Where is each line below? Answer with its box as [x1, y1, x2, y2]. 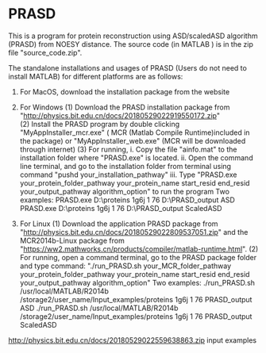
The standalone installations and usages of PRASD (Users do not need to [8, 63, 248, 72]
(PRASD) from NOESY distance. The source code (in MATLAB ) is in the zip [8, 39, 254, 48]
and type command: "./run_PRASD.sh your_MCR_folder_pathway [19, 261, 232, 271]
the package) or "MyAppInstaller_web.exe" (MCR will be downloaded [19, 136, 246, 145]
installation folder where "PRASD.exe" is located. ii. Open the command [19, 152, 253, 163]
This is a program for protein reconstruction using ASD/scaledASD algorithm [8, 31, 258, 40]
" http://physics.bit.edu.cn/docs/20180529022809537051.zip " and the [19, 227, 249, 236]
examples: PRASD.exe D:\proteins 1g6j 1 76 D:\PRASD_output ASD [19, 195, 236, 205]
